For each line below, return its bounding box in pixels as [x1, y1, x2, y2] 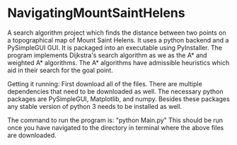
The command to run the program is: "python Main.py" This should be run [7, 115, 224, 124]
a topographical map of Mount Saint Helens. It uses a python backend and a [7, 35, 229, 44]
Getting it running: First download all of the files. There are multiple [7, 79, 203, 88]
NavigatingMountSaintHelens [7, 5, 185, 21]
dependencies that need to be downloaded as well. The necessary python [7, 87, 224, 95]
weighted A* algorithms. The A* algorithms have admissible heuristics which [7, 58, 230, 66]
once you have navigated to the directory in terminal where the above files [7, 123, 224, 132]
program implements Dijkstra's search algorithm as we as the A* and [7, 51, 207, 59]
